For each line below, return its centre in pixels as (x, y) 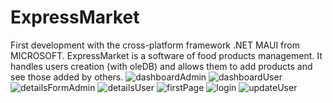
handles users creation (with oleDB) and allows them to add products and (161, 66)
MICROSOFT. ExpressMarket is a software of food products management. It (166, 55)
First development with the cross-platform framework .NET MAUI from (155, 45)
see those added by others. (67, 77)
